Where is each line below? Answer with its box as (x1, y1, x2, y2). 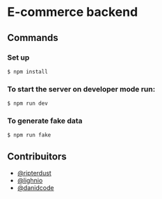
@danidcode (17, 184, 54, 192)
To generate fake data (7, 116, 83, 126)
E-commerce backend (7, 4, 138, 20)
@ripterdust (17, 169, 52, 178)
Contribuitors (7, 150, 67, 162)
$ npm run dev (7, 100, 49, 107)
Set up (7, 53, 30, 62)
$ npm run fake (7, 132, 51, 139)
